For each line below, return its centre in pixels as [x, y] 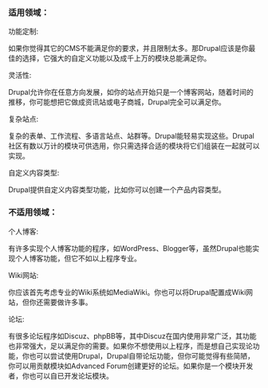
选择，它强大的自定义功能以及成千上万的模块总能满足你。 [116, 58]
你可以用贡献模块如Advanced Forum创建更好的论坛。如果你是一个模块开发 [131, 366]
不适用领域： [33, 213]
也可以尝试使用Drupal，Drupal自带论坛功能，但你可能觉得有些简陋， [142, 355]
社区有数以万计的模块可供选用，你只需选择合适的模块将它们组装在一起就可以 [134, 146]
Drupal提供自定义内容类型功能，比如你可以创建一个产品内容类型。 [117, 190]
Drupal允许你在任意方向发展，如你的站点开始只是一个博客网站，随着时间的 [131, 92]
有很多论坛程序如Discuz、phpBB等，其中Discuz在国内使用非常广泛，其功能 [132, 335]
